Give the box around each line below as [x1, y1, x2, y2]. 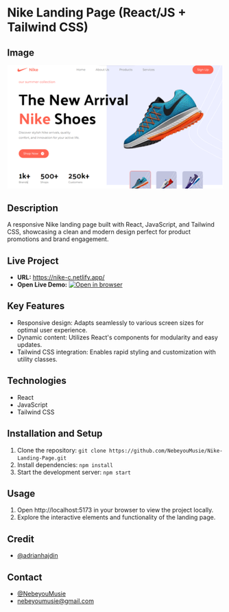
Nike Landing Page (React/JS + [7, 5, 186, 21]
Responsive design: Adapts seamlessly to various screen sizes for [16, 318, 204, 327]
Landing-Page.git [16, 455, 67, 462]
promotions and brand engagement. [7, 235, 109, 243]
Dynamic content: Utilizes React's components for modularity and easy [16, 333, 218, 341]
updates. [16, 340, 43, 348]
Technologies [7, 375, 67, 387]
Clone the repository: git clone [16, 446, 106, 454]
